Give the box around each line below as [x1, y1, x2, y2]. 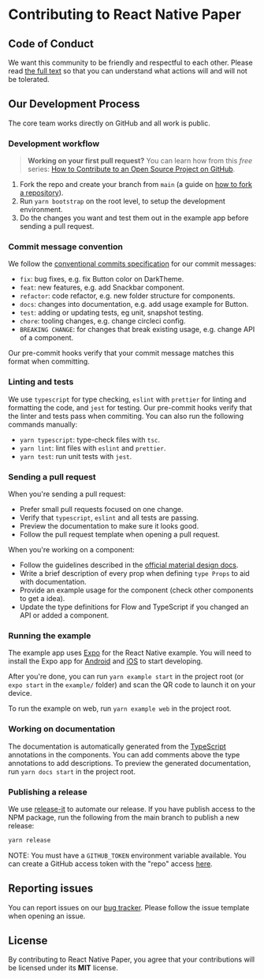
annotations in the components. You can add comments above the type [8, 749, 240, 759]
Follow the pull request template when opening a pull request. [19, 530, 221, 539]
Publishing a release [8, 787, 88, 798]
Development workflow [8, 138, 100, 149]
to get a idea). [19, 594, 65, 603]
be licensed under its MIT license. [8, 963, 118, 973]
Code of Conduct [8, 37, 95, 50]
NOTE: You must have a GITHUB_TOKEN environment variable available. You [8, 850, 247, 860]
